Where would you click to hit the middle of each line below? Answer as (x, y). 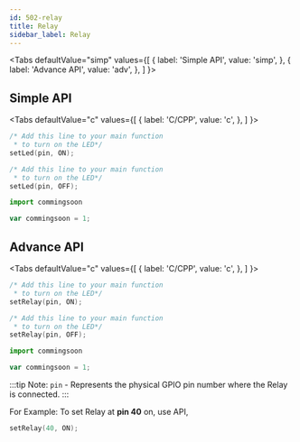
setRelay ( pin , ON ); (46, 302)
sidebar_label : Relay (50, 34)
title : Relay (34, 26)
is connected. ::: (39, 394)
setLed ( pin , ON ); (42, 153)
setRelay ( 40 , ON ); (44, 428)
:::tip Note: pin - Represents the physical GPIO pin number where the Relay (149, 385)
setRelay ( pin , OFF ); (48, 335)
